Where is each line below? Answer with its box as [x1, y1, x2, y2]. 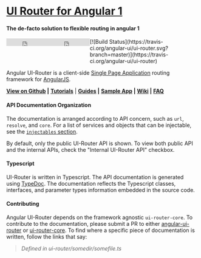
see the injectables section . [6, 127, 78, 135]
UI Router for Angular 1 [6, 4, 123, 18]
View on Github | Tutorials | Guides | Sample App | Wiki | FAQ [6, 87, 164, 95]
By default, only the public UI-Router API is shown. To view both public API [6, 140, 193, 147]
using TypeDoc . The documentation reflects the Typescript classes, [6, 180, 176, 187]
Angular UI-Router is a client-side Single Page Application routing [6, 69, 170, 76]
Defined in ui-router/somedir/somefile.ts [21, 245, 122, 252]
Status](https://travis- [109, 38, 164, 46]
